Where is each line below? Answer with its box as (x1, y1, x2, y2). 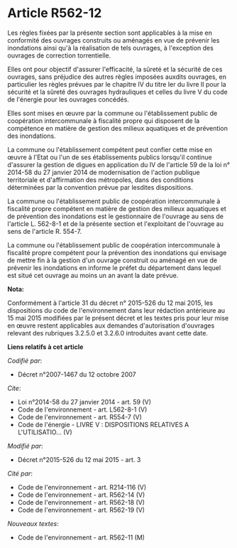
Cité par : (7, 469, 33, 478)
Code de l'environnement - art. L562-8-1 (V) (17, 405, 148, 414)
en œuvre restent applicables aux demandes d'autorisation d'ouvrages (7, 321, 215, 330)
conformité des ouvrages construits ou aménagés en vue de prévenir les (7, 36, 220, 44)
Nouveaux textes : (7, 519, 59, 527)
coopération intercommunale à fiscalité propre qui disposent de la (7, 116, 200, 125)
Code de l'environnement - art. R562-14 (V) (17, 490, 145, 499)
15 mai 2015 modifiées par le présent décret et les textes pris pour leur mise (7, 313, 229, 322)
